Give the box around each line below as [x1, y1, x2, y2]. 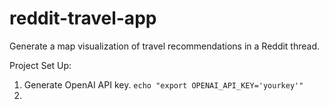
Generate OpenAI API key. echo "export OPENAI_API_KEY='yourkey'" [23, 78, 304, 91]
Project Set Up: [9, 59, 72, 71]
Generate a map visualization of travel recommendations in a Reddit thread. [9, 40, 321, 52]
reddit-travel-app [9, 7, 157, 30]
